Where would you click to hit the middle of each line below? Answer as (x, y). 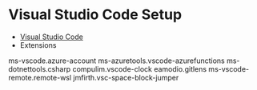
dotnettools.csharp (40, 68)
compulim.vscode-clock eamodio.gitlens (139, 68)
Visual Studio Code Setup (95, 15)
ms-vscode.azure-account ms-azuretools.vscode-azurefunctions (117, 61)
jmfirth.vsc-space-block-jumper (126, 77)
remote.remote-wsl (40, 77)
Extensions (38, 45)
